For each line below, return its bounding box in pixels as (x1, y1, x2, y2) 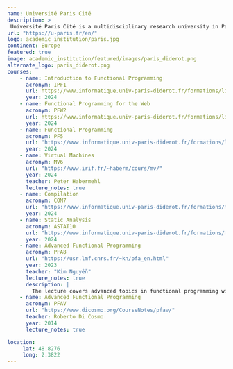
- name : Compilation (19, 191, 79, 198)
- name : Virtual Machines (19, 152, 95, 160)
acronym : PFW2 (25, 107, 67, 114)
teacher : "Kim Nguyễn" (25, 268, 92, 275)
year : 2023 (25, 261, 58, 268)
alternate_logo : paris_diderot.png (7, 62, 110, 69)
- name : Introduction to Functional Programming (19, 74, 163, 82)
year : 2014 (25, 320, 58, 327)
